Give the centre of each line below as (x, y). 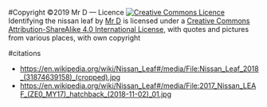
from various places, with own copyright (75, 38)
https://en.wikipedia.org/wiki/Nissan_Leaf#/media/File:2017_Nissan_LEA (138, 85)
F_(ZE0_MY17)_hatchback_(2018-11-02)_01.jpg (96, 94)
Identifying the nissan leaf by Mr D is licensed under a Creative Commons (129, 21)
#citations (25, 53)
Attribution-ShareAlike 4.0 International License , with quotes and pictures (129, 29)
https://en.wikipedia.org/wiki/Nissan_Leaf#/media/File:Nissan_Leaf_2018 (139, 69)
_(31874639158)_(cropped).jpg (70, 77)
